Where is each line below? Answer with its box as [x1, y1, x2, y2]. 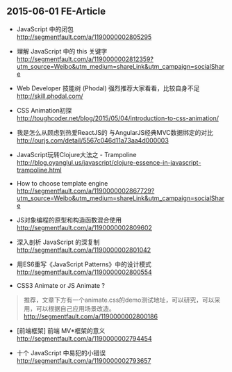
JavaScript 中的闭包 [16, 24, 74, 33]
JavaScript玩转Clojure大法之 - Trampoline [16, 150, 137, 159]
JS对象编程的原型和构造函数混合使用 [16, 216, 122, 224]
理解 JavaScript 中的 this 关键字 [16, 47, 108, 55]
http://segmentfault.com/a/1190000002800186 [23, 312, 158, 321]
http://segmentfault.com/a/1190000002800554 [16, 268, 152, 276]
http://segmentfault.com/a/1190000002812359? [16, 55, 154, 63]
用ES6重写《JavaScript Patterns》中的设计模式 [16, 260, 152, 268]
